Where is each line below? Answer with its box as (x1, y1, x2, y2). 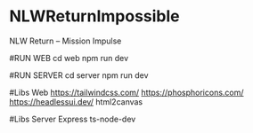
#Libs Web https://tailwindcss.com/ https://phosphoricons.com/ (9, 87, 244, 98)
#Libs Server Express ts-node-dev (9, 113, 136, 124)
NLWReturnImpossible (9, 6, 180, 27)
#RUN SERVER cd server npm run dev (9, 69, 149, 81)
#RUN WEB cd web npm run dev (9, 52, 129, 63)
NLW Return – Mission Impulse (9, 35, 122, 46)
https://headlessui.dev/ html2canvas (9, 96, 143, 107)
